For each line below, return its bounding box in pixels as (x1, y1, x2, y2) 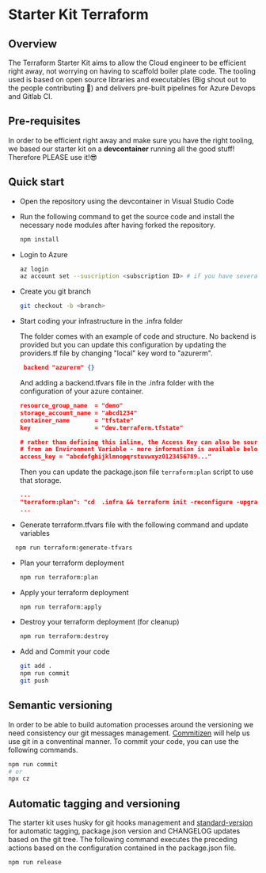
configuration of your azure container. (19, 386, 144, 396)
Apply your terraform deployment (19, 587, 129, 597)
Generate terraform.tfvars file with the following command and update (19, 520, 249, 529)
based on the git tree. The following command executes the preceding (8, 835, 237, 845)
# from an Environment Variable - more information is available (19, 446, 240, 454)
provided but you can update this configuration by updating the (19, 340, 227, 350)
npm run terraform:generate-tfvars (15, 544, 133, 552)
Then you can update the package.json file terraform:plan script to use (19, 467, 254, 476)
